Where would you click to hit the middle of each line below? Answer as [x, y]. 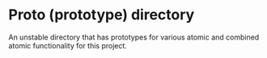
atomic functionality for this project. [68, 45]
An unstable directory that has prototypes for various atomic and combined [134, 37]
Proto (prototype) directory [102, 15]
